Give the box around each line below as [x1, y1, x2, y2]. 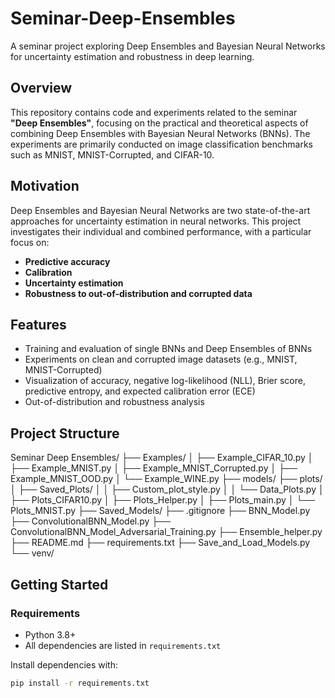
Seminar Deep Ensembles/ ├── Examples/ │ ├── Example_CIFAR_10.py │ [10, 452, 314, 464]
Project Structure [10, 425, 120, 442]
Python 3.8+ [24, 628, 77, 641]
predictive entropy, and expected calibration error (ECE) [24, 385, 256, 397]
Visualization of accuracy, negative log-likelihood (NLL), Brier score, [24, 375, 306, 387]
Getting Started [10, 576, 109, 593]
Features [10, 316, 67, 333]
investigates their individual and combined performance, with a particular [10, 225, 312, 237]
